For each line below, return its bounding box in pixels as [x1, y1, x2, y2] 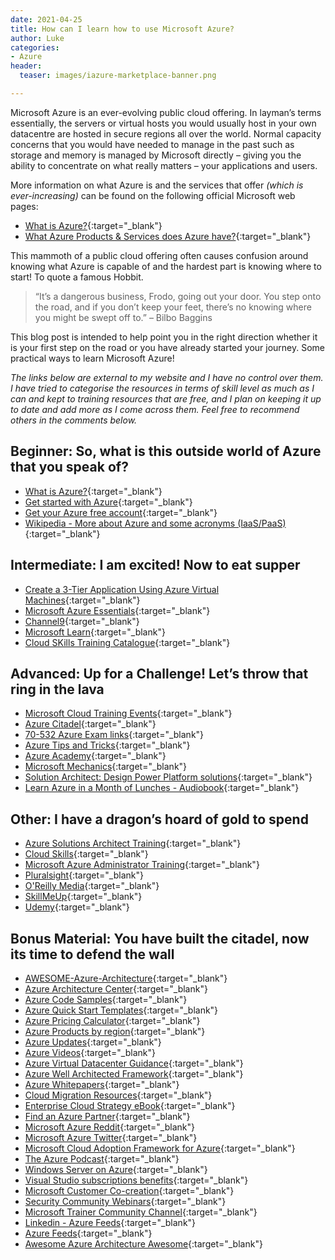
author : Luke [10, 33, 65, 43]
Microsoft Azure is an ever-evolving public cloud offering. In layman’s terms [10, 106, 322, 118]
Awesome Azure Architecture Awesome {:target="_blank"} [24, 1237, 263, 1250]
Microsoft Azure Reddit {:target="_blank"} [24, 1121, 195, 1133]
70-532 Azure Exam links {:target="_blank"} [24, 729, 205, 741]
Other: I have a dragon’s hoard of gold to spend [10, 811, 309, 828]
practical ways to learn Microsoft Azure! [10, 352, 175, 364]
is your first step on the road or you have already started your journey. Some [10, 341, 326, 353]
